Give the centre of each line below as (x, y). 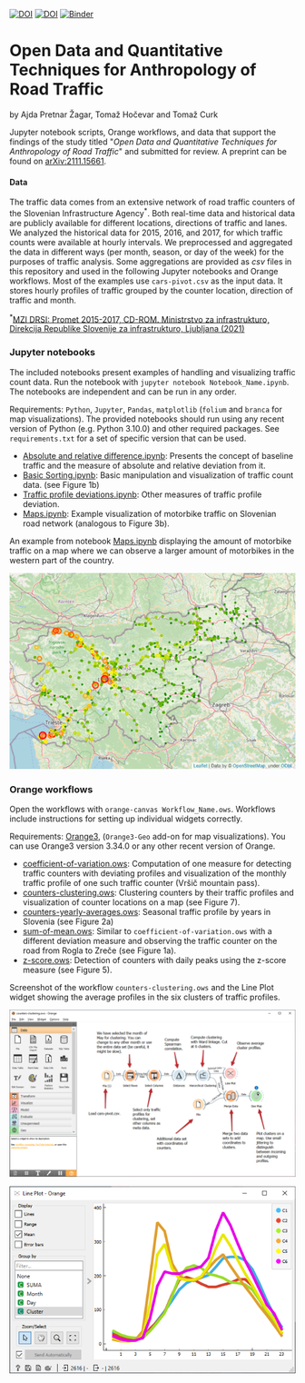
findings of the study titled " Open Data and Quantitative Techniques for (143, 142)
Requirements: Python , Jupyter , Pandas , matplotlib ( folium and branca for (146, 409)
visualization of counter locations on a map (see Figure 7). (131, 902)
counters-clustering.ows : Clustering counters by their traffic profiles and (158, 893)
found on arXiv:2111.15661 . (58, 161)
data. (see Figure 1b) (61, 484)
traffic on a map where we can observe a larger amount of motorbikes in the (152, 551)
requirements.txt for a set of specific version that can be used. (128, 438)
